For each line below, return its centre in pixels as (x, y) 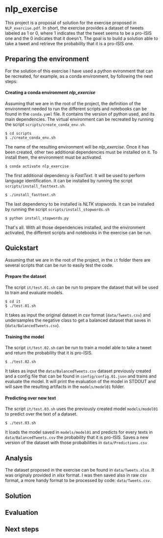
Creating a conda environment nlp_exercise (50, 92)
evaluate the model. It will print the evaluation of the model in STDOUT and (80, 382)
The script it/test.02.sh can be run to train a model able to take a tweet (78, 348)
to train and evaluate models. (34, 292)
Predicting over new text (31, 398)
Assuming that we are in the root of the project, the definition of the (73, 103)
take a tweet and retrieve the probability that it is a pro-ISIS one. (70, 43)
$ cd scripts (18, 133)
